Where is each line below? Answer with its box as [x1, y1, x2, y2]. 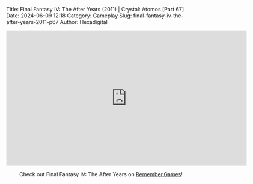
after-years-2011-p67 [6, 19, 59, 25]
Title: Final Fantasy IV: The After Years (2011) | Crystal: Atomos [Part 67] [6, 6, 184, 13]
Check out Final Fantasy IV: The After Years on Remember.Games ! [19, 171, 183, 177]
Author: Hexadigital [59, 19, 108, 25]
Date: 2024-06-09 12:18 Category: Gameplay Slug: [6, 12, 132, 19]
